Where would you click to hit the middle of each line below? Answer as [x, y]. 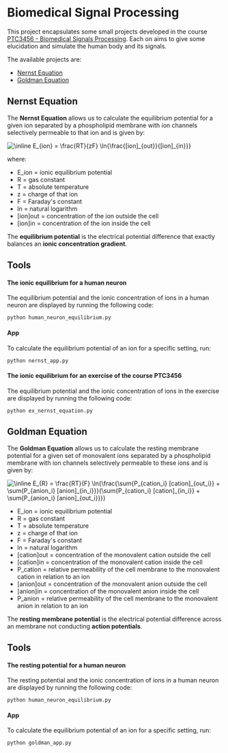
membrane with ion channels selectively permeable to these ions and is [108, 463]
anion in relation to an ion [53, 605]
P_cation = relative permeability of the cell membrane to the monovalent [118, 569]
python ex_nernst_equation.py [50, 411]
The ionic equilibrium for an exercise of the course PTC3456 [95, 376]
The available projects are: [44, 59]
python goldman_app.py [39, 743]
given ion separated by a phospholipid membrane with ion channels [102, 125]
